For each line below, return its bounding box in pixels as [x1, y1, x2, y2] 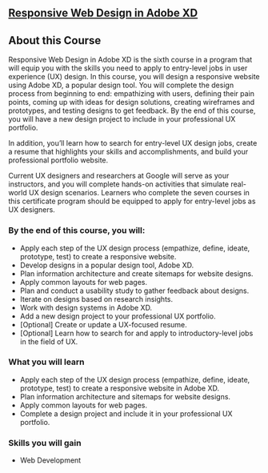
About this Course [8, 34, 102, 47]
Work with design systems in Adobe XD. [19, 303, 153, 312]
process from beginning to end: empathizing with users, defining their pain [8, 89, 254, 98]
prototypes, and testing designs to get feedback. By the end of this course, [8, 106, 256, 115]
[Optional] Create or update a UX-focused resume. [19, 319, 188, 329]
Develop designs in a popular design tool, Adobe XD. [19, 260, 194, 270]
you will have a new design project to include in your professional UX [8, 114, 236, 124]
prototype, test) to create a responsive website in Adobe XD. [19, 383, 220, 393]
